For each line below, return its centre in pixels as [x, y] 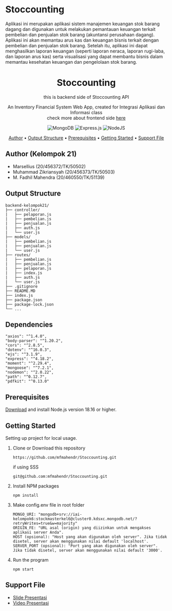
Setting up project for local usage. [41, 438]
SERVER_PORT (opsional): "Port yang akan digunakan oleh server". [85, 546]
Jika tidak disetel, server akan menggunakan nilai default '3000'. [88, 550]
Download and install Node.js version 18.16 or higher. [61, 409]
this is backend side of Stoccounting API [86, 97]
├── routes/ [18, 255]
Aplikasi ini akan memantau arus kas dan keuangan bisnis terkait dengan [82, 40]
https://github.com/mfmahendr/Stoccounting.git [64, 457]
